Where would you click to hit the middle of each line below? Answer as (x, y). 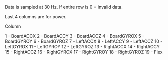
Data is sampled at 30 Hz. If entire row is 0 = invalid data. (64, 7)
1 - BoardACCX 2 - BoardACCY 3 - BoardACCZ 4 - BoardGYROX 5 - (75, 36)
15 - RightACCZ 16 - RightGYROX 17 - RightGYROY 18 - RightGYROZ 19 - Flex (84, 52)
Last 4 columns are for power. (36, 17)
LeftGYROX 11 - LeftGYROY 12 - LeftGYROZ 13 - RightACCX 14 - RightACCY (82, 47)
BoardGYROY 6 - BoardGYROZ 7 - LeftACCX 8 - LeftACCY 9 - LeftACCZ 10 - (84, 41)
